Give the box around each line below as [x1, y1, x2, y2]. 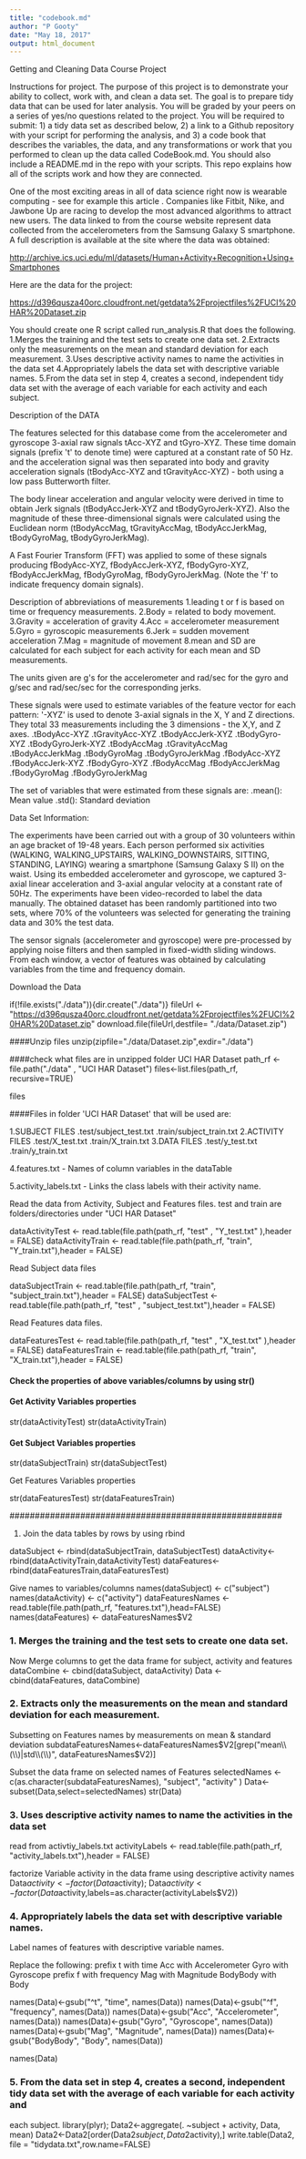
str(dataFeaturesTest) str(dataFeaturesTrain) [9, 1493, 176, 1504]
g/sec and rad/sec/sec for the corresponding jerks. [9, 682, 202, 693]
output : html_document [9, 38, 96, 48]
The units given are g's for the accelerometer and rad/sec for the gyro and [9, 672, 289, 683]
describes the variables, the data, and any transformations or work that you [9, 139, 292, 150]
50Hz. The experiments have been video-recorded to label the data [9, 888, 262, 899]
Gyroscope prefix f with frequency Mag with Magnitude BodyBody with [9, 1970, 277, 1980]
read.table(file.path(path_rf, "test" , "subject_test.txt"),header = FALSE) [9, 1300, 276, 1311]
